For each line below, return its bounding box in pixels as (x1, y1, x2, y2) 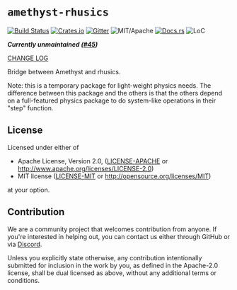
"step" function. (7, 103, 54, 112)
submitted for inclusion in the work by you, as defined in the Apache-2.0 (7, 261, 218, 269)
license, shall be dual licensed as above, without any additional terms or (7, 268, 217, 277)
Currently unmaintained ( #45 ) (7, 40, 98, 48)
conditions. (7, 276, 40, 284)
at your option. (7, 185, 50, 194)
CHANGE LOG (7, 54, 49, 62)
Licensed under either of (7, 143, 79, 151)
